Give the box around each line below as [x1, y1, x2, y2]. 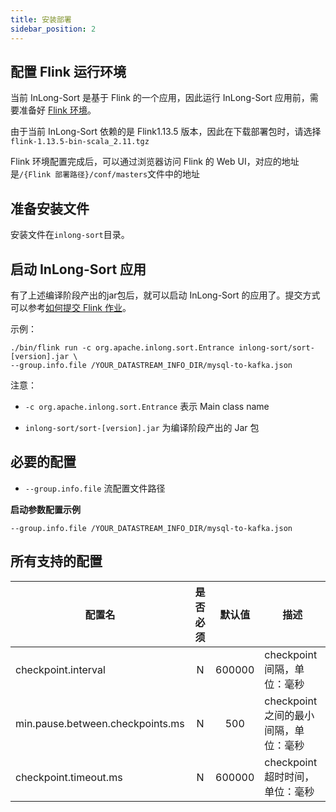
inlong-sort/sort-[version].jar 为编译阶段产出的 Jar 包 [24, 421, 260, 433]
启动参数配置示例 [10, 503, 81, 515]
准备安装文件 [10, 200, 90, 217]
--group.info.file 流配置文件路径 [24, 482, 166, 494]
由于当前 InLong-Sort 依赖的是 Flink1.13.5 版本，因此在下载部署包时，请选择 [10, 126, 322, 138]
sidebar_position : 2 [10, 24, 97, 34]
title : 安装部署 [10, 14, 72, 25]
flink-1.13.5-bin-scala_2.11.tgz [10, 137, 150, 147]
